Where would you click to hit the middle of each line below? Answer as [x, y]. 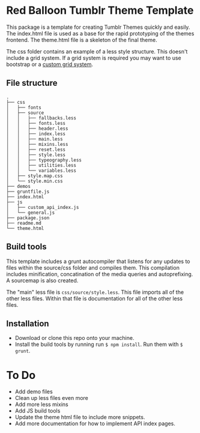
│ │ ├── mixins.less [37, 144]
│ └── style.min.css [35, 181]
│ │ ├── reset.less [36, 150]
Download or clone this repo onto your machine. [74, 338]
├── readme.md [24, 223]
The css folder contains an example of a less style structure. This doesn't [97, 51]
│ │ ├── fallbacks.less [41, 118]
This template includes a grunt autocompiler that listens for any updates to [98, 261]
